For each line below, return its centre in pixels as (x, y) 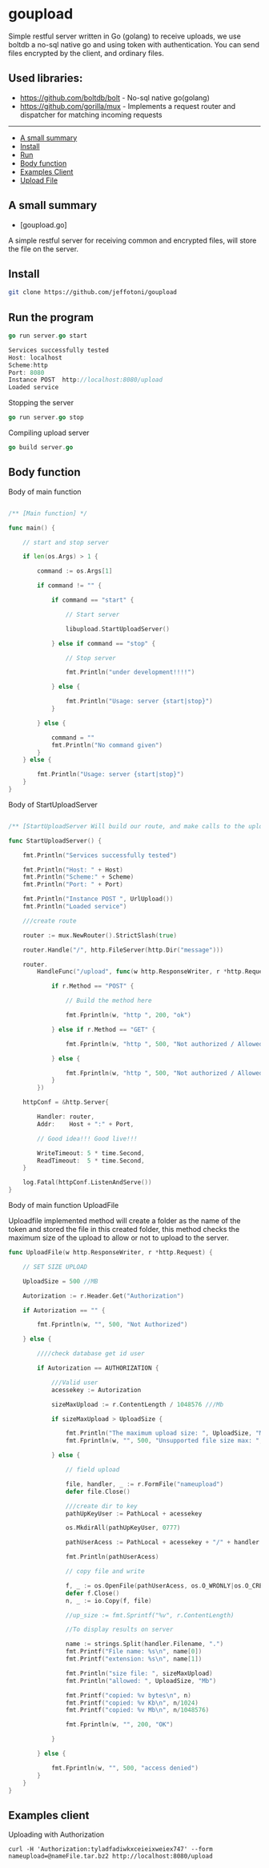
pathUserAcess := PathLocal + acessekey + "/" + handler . (164, 1543)
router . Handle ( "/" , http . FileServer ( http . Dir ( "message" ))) (123, 950)
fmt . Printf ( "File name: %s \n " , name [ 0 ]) (134, 1652)
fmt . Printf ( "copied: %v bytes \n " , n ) (128, 1695)
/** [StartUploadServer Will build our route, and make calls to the (127, 826)
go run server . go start (48, 336)
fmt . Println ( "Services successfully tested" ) (100, 855)
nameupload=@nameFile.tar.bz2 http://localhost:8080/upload (111, 1856)
